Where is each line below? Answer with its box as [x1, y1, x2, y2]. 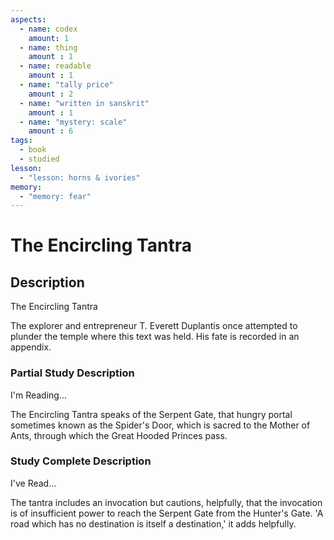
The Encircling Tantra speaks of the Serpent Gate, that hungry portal [10, 408, 293, 420]
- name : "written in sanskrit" [19, 98, 150, 108]
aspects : [10, 14, 47, 25]
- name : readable [19, 61, 92, 71]
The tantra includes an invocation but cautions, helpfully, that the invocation [10, 496, 323, 508]
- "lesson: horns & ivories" [19, 172, 141, 183]
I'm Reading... [10, 389, 68, 401]
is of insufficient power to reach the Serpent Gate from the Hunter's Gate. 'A [10, 507, 324, 519]
